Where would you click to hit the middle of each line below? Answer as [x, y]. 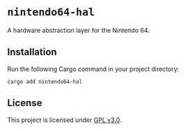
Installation [32, 52]
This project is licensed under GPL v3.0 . [64, 120]
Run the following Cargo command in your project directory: [93, 69]
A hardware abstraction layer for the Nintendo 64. [78, 30]
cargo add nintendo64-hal [45, 82]
